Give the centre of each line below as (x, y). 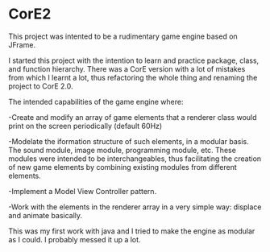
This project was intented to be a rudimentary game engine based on (123, 36)
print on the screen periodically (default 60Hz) (85, 126)
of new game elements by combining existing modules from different (123, 167)
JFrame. (22, 44)
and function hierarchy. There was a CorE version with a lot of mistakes (127, 68)
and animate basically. (46, 215)
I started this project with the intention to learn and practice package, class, (134, 60)
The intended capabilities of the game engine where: (96, 101)
